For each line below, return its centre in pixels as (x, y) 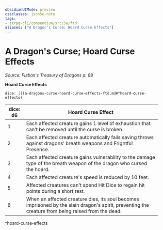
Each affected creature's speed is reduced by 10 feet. (88, 177)
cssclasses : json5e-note (30, 14)
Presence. (38, 150)
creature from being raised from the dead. (74, 211)
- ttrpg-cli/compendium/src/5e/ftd (41, 23)
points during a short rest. (55, 191)
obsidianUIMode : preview (30, 9)
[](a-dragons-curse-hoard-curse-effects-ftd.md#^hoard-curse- (82, 93)
